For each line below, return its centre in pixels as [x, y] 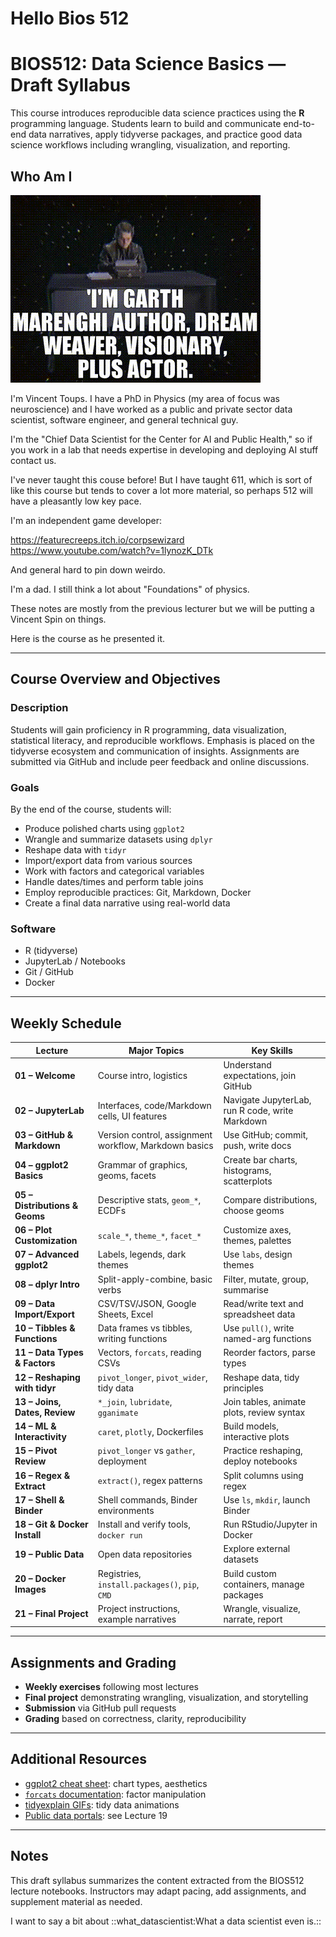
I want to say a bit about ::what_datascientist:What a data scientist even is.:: [166, 1921]
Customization [46, 1241]
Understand [247, 1064]
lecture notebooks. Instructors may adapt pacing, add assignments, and [158, 1891]
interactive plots [256, 1437]
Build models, [251, 1426]
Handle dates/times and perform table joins [114, 881]
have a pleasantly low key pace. [76, 501]
